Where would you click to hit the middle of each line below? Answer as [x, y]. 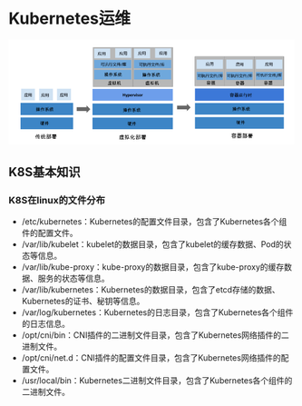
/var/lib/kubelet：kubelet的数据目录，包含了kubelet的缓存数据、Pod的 [153, 244]
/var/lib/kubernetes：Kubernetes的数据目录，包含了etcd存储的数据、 [151, 290]
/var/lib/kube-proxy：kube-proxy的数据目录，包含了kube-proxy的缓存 [153, 267]
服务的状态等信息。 [73, 279]
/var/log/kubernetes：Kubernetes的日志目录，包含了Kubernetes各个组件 [157, 312]
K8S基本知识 [44, 172]
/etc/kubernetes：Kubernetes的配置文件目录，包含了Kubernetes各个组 [154, 222]
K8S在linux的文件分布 [57, 200]
